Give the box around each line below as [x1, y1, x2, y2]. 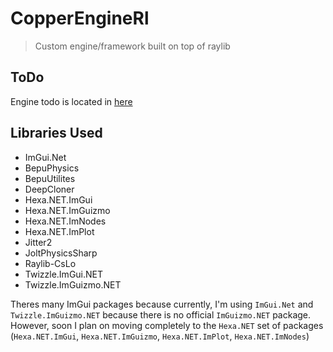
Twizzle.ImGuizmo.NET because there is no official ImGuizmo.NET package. [10, 308, 312, 321]
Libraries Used [10, 125, 103, 142]
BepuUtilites [24, 172, 76, 184]
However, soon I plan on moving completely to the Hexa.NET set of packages [10, 319, 324, 331]
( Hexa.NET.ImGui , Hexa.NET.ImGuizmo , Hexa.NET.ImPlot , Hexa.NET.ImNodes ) [10, 330, 310, 342]
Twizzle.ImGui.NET [24, 268, 104, 280]
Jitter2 [24, 236, 53, 248]
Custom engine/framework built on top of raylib [34, 40, 231, 52]
